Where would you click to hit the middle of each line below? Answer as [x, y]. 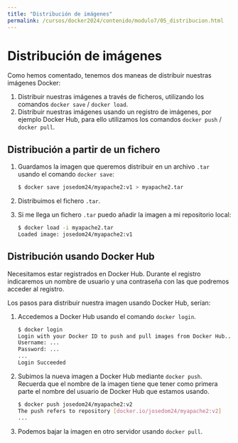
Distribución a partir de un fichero [84, 149]
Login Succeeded [42, 363]
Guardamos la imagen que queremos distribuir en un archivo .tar [113, 167]
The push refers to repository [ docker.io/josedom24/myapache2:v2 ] [120, 411]
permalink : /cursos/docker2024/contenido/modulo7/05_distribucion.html [115, 21]
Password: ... [38, 350]
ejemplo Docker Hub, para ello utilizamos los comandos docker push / [119, 120]
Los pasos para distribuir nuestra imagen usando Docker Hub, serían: [109, 303]
